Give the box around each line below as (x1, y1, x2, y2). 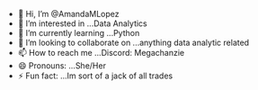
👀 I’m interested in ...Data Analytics (17, 18, 148, 29)
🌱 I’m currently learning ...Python (17, 28, 140, 38)
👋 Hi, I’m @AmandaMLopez (17, 9, 120, 19)
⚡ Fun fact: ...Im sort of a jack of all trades (17, 70, 173, 81)
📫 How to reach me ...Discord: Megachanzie (17, 48, 185, 58)
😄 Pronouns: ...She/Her (17, 60, 106, 71)
